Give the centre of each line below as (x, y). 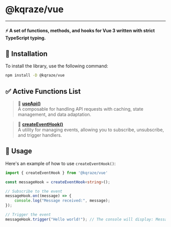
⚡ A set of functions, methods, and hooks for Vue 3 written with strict (80, 30)
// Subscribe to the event (34, 191)
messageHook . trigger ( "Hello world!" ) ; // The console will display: (79, 219)
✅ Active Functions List (43, 91)
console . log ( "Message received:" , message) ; (62, 201)
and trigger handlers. (40, 135)
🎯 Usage (19, 151)
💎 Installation (26, 54)
